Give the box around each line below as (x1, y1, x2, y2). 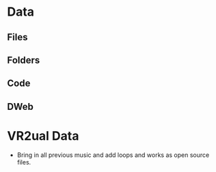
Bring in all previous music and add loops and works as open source (16, 151, 210, 159)
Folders (7, 54, 40, 66)
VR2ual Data (7, 128, 79, 143)
